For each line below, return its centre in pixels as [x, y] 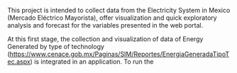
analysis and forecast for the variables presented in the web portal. [105, 25]
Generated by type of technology [56, 46]
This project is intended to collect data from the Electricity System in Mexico [119, 10]
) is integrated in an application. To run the [92, 62]
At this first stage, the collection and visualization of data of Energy [105, 39]
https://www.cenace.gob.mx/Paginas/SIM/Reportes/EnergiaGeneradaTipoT [119, 54]
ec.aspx [19, 62]
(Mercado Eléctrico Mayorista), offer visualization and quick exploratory [112, 18]
